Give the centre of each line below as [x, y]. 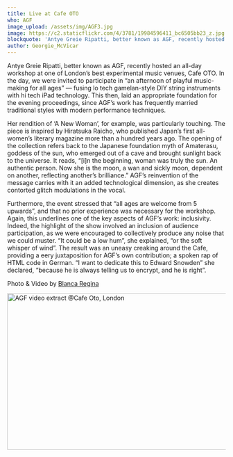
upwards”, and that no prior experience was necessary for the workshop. [112, 211]
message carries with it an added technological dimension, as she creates [113, 183]
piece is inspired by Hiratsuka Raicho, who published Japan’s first [101, 131]
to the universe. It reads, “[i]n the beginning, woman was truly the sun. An [113, 160]
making [18, 88]
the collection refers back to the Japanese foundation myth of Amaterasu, [113, 146]
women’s [20, 138]
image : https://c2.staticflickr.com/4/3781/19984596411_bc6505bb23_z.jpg [116, 33]
